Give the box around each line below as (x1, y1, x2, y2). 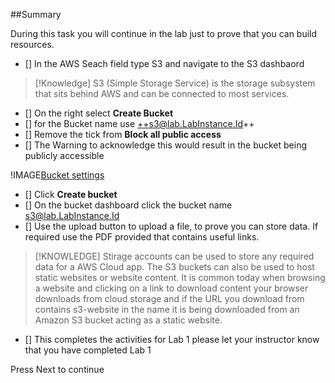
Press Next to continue (10, 364, 105, 375)
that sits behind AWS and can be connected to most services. (34, 88, 290, 99)
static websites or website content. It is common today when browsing (34, 272, 326, 283)
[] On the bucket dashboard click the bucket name (24, 199, 233, 211)
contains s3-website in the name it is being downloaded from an (34, 304, 300, 315)
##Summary (10, 9, 62, 20)
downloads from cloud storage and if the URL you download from (34, 293, 305, 304)
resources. (10, 39, 55, 50)
